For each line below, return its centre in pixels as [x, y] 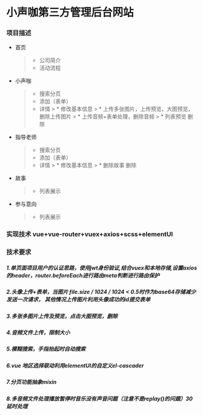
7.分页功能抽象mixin [32, 382]
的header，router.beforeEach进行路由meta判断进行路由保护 [83, 275]
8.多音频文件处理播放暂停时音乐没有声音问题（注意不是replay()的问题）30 [99, 399]
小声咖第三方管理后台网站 [70, 12]
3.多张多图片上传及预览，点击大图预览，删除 [62, 316]
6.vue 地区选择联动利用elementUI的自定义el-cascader [75, 365]
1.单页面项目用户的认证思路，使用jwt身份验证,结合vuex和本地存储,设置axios [102, 268]
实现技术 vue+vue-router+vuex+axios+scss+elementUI [90, 234]
